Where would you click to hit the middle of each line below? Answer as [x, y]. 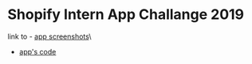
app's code [37, 51]
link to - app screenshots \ [50, 36]
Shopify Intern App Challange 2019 [126, 15]
